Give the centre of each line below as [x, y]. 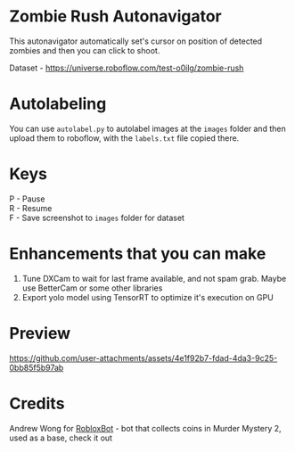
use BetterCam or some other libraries [92, 288]
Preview [40, 333]
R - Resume [31, 208]
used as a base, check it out [61, 438]
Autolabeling [58, 104]
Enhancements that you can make [138, 254]
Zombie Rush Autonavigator [116, 16]
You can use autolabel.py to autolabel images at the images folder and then [148, 128]
